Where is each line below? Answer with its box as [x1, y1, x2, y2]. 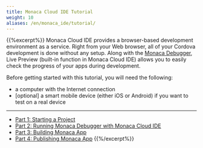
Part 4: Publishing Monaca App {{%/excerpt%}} [14, 135, 135, 143]
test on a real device [14, 98, 66, 106]
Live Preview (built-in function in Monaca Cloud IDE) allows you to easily [6, 56, 187, 63]
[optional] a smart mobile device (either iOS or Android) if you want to [14, 92, 188, 100]
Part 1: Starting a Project [14, 116, 76, 123]
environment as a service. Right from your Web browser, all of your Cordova [6, 43, 196, 50]
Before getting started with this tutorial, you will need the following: [6, 74, 173, 82]
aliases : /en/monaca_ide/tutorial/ [6, 20, 96, 26]
